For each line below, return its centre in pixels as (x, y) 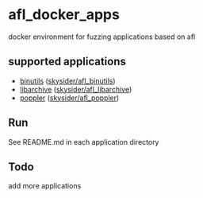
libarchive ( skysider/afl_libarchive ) (76, 89)
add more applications (45, 186)
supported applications (67, 62)
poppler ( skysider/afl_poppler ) (69, 98)
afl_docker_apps (64, 15)
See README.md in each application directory (84, 142)
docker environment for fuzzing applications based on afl (102, 37)
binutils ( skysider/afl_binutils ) (68, 80)
